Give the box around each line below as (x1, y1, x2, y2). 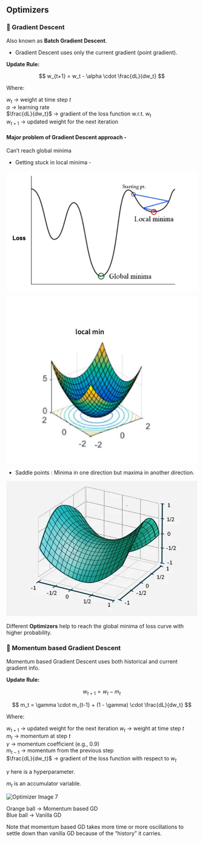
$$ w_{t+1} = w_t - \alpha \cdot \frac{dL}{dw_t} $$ (38, 72, 165, 80)
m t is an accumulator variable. (6, 780, 82, 788)
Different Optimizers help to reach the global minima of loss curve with (6, 622, 184, 630)
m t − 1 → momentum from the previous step (6, 747, 114, 755)
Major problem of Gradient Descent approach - (6, 133, 127, 140)
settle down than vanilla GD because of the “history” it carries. (6, 830, 162, 837)
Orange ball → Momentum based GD (6, 805, 98, 812)
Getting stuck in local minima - (15, 159, 92, 166)
